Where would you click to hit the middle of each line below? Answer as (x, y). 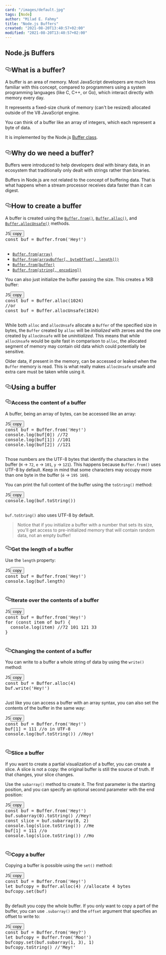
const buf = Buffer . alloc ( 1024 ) (44, 301)
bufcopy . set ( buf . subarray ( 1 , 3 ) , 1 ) (50, 942)
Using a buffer (34, 387)
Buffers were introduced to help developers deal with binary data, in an (78, 165)
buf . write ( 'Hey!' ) (28, 688)
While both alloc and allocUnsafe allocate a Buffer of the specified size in (81, 325)
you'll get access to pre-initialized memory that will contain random (86, 530)
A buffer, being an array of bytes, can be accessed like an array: (71, 414)
